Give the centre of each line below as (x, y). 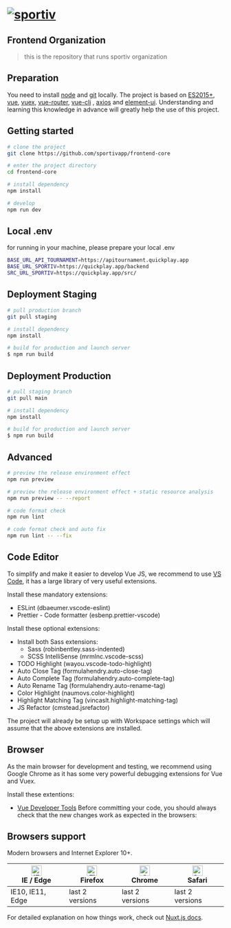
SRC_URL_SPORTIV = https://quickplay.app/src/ (72, 273)
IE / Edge (36, 881)
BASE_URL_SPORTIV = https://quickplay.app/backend (78, 267)
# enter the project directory (52, 166)
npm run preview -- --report (49, 498)
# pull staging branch (40, 391)
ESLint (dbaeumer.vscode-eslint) (64, 607)
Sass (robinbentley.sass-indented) (76, 649)
